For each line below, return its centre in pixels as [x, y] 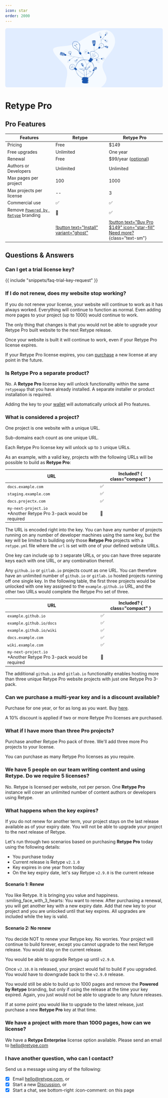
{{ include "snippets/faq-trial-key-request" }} [52, 280]
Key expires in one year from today [48, 867]
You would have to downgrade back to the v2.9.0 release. [65, 974]
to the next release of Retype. [36, 832]
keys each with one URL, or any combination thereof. [60, 561]
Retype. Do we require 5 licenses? [47, 776]
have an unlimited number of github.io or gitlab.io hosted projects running [84, 576]
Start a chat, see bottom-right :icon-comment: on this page [73, 1090]
